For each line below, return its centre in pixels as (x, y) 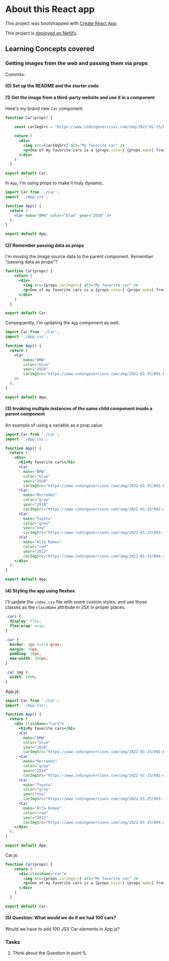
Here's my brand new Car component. (45, 109)
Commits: (15, 74)
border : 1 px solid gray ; (36, 645)
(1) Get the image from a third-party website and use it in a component (80, 97)
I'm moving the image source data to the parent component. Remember (79, 256)
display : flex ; (26, 621)
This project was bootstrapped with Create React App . (62, 23)
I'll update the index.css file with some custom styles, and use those (76, 602)
